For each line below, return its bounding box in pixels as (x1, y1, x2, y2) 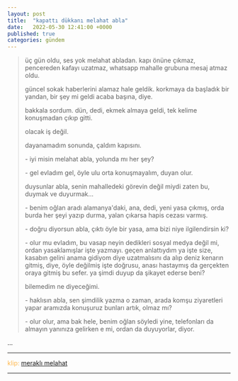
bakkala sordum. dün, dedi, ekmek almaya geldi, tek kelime (24, 106, 198, 115)
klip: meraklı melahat (7, 359, 68, 368)
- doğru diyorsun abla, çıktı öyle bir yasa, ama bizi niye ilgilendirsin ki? (24, 224, 229, 234)
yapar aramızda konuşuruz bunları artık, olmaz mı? (24, 304, 172, 312)
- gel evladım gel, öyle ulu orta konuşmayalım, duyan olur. (24, 169, 193, 177)
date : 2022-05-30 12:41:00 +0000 (7, 23, 113, 30)
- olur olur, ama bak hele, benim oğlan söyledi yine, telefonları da (24, 317, 214, 326)
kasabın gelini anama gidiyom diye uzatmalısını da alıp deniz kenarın (24, 254, 224, 262)
